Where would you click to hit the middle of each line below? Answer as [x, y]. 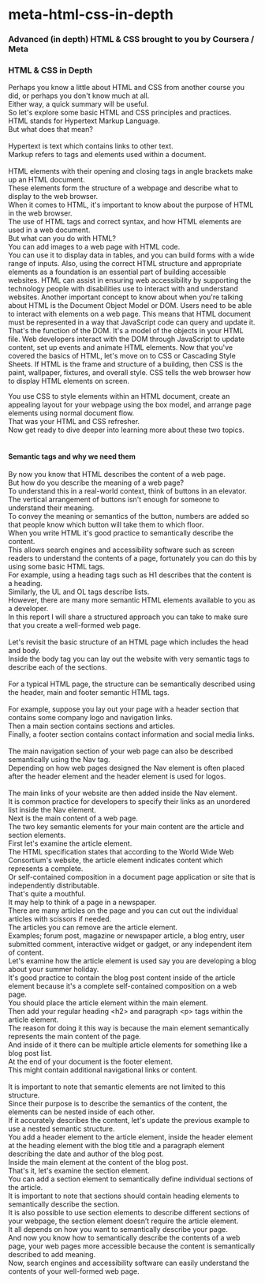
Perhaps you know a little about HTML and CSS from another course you [127, 88]
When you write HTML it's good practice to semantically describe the [121, 533]
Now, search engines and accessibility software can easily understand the [129, 1263]
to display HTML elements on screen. [69, 381]
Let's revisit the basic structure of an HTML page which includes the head [128, 642]
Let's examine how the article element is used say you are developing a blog [132, 960]
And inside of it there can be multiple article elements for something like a [128, 1045]
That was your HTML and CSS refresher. [74, 422]
